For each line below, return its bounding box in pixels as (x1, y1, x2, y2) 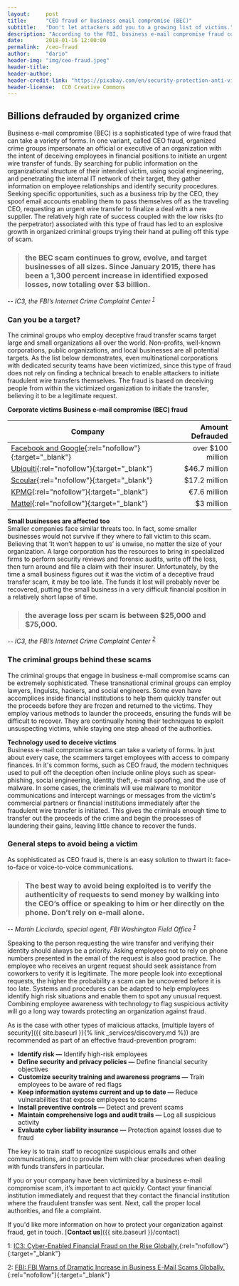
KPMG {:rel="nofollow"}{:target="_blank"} (11, 487, 148, 497)
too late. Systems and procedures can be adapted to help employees (7, 984, 210, 993)
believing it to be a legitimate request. (7, 392, 117, 400)
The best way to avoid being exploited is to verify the (24, 881, 212, 891)
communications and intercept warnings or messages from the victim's (7, 791, 216, 799)
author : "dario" (7, 51, 69, 58)
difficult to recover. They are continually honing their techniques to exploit (7, 717, 224, 725)
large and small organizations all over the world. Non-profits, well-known (7, 338, 221, 347)
